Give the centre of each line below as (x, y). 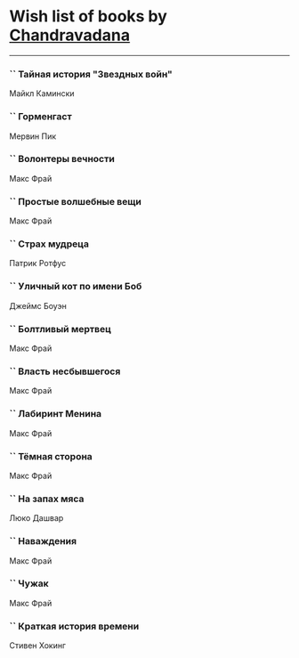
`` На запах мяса (47, 499)
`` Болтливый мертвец (60, 329)
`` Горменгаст (41, 117)
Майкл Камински (42, 93)
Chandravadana (70, 35)
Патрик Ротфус (38, 264)
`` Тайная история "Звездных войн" (91, 74)
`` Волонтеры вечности (62, 159)
